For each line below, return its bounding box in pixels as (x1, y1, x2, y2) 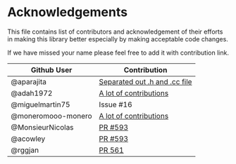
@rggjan (11, 145, 39, 155)
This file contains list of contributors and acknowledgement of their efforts (7, 27, 223, 36)
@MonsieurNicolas (11, 122, 74, 132)
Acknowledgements (7, 4, 128, 20)
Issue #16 (99, 100, 132, 109)
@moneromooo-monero (11, 111, 93, 121)
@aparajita (11, 76, 47, 86)
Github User (30, 64, 73, 74)
